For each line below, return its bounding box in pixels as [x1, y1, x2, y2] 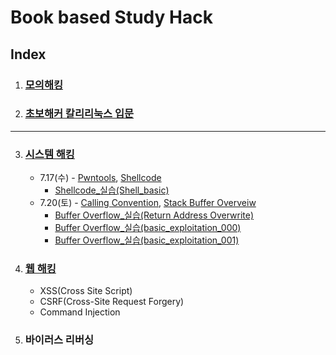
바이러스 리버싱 [24, 333, 95, 347]
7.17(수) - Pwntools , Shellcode [39, 172, 162, 184]
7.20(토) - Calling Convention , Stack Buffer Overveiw [39, 197, 257, 209]
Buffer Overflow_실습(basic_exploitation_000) [54, 222, 242, 234]
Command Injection [39, 306, 121, 318]
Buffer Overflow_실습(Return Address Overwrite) [54, 209, 255, 221]
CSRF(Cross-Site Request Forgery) [39, 296, 185, 308]
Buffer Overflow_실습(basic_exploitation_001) [54, 234, 240, 246]
